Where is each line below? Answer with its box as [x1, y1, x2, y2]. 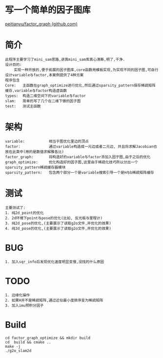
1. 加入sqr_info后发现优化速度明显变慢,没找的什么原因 [5, 259, 104, 264]
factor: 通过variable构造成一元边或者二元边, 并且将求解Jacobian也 [5, 144, 157, 149]
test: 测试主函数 [5, 104, 41, 109]
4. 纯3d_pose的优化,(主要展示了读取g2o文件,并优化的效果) [5, 226, 111, 231]
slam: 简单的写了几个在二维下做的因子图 [5, 98, 81, 103]
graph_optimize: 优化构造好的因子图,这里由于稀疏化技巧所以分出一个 [5, 159, 138, 164]
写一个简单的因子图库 [5, 4, 91, 16]
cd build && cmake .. [5, 339, 51, 345]
